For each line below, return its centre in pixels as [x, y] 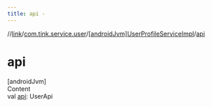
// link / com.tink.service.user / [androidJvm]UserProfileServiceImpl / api [106, 34]
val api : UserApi [30, 96]
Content [19, 89]
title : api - [26, 14]
